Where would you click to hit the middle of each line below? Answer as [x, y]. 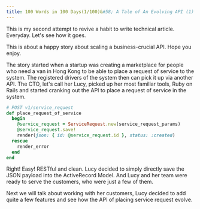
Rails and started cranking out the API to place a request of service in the [96, 90]
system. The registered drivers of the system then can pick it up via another [100, 77]
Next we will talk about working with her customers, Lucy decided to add [96, 193]
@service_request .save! [47, 130]
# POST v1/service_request [40, 107]
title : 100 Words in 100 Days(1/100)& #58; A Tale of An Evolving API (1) [100, 12]
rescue [20, 141]
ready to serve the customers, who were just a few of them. [80, 182]
